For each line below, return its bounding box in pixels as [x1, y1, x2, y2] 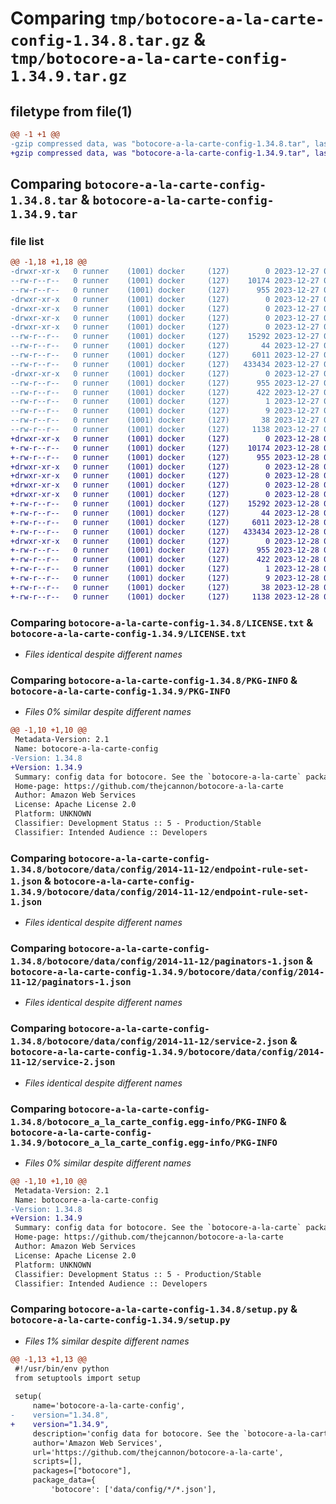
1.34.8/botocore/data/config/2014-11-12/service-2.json [10, 1036, 288, 1047]
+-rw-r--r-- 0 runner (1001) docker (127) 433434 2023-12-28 [10, 527, 320, 537]
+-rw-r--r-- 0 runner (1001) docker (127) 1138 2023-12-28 [10, 592, 320, 602]
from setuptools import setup [14, 1373, 141, 1383]
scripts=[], [32, 1457, 83, 1467]
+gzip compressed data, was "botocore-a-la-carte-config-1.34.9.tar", [10, 148, 311, 158]
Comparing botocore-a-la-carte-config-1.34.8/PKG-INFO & [10, 673, 298, 687]
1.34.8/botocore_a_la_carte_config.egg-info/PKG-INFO [10, 1116, 278, 1127]
